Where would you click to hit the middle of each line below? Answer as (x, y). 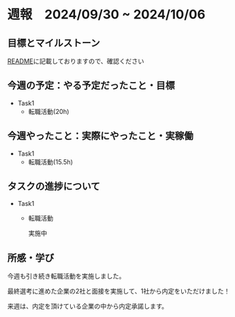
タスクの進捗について (54, 186)
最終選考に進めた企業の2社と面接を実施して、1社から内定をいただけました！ (119, 292)
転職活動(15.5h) (50, 162)
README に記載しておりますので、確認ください (76, 61)
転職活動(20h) (48, 111)
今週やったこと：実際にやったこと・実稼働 (100, 136)
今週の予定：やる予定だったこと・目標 (91, 86)
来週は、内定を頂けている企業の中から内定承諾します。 (88, 306)
